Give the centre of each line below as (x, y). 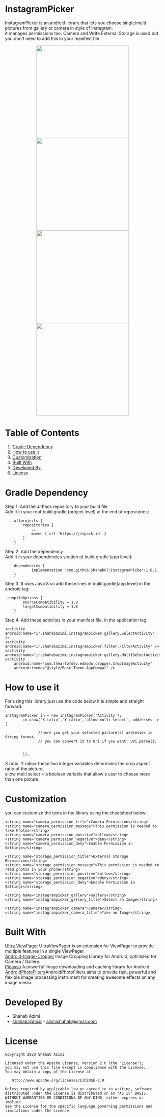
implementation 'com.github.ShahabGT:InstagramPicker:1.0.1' (95, 570)
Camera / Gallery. (23, 962)
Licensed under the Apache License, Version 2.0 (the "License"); (74, 1063)
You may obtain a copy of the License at (48, 1072)
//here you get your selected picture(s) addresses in (95, 732)
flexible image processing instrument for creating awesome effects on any (80, 977)
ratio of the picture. (25, 769)
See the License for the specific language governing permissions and (79, 1106)
